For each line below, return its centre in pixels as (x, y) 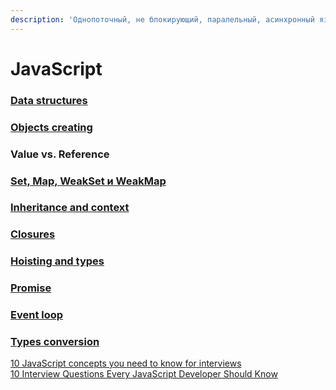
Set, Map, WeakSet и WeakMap (88, 181)
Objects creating (51, 127)
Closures (33, 234)
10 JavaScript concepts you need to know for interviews (126, 363)
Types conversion (55, 342)
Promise (31, 288)
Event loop (37, 315)
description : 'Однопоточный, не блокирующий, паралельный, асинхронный (162, 19)
